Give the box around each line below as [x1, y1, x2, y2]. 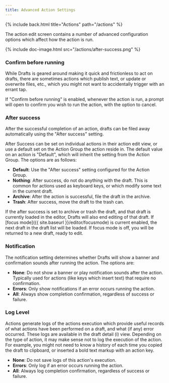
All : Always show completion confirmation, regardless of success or [12, 291, 155, 297]
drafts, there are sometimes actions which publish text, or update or [5, 75, 146, 81]
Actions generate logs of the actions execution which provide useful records [5, 320, 164, 326]
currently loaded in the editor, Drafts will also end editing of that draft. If [5, 214, 154, 220]
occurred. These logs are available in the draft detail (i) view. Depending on [5, 331, 161, 337]
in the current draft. [12, 188, 53, 195]
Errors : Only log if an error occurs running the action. [12, 362, 124, 368]
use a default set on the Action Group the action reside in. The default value [5, 146, 163, 152]
